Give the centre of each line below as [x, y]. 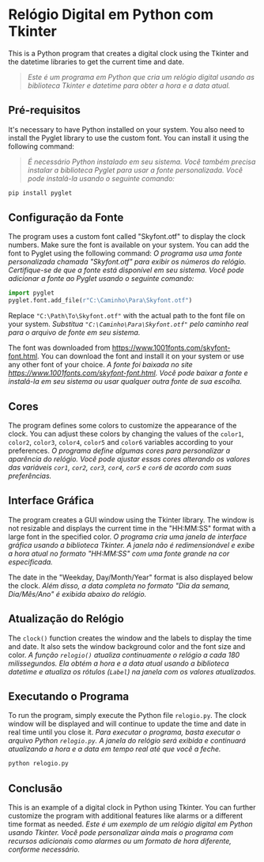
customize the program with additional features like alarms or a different [126, 816]
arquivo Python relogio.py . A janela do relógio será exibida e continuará [127, 741]
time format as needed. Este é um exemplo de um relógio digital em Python [130, 824]
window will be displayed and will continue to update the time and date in [127, 724]
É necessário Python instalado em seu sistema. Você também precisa [141, 161]
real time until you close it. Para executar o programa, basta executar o [124, 732]
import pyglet [32, 293]
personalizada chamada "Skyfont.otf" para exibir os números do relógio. [127, 262]
